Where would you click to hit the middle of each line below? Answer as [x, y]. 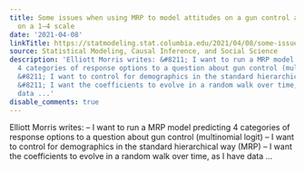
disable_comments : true [54, 102]
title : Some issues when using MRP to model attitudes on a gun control [150, 18]
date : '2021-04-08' [46, 34]
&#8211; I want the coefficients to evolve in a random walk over [146, 85]
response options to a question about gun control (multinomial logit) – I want [152, 137]
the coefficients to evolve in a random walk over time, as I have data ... [141, 156]
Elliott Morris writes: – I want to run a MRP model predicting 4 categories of [150, 127]
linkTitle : [30, 43]
